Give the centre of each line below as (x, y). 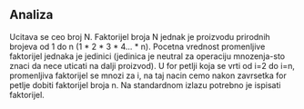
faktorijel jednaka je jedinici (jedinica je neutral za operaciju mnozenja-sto (147, 56)
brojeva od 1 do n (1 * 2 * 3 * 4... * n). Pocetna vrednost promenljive (137, 46)
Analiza (31, 15)
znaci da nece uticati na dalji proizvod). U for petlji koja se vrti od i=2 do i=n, (152, 65)
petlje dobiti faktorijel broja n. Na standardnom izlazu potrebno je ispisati (145, 84)
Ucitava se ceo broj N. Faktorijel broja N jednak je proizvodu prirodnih (140, 36)
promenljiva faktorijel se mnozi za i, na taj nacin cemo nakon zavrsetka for (148, 75)
